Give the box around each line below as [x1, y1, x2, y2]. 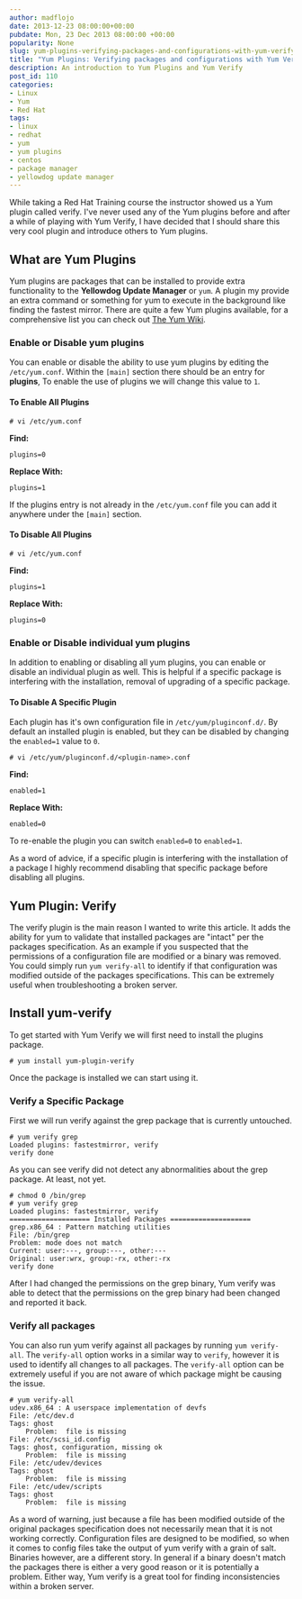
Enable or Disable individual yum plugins [9, 636, 191, 649]
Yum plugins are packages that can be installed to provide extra [9, 276, 245, 286]
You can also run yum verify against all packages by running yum [9, 1340, 247, 1351]
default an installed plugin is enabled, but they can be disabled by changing [9, 726, 289, 737]
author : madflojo [9, 13, 75, 23]
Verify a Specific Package [9, 1095, 124, 1107]
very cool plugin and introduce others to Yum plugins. [9, 226, 209, 237]
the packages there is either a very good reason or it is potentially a [9, 1562, 260, 1573]
